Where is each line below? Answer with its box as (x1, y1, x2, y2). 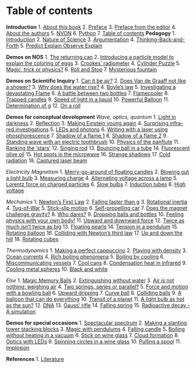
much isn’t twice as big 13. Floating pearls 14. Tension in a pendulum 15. (6, 223, 178, 230)
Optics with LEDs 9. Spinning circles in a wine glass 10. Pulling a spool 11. (6, 338, 182, 345)
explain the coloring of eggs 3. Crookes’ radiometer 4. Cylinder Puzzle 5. (6, 60, 181, 67)
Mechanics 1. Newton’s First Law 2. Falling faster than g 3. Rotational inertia (6, 198, 188, 205)
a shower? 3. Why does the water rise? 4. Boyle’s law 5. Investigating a (6, 83, 176, 90)
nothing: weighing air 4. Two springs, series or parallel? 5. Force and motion (6, 283, 188, 290)
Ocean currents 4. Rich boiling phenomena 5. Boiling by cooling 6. (6, 253, 165, 260)
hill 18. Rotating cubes (6, 235, 59, 242)
